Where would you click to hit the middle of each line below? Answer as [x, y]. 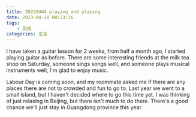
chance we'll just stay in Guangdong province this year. [74, 107]
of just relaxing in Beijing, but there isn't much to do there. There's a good [97, 101]
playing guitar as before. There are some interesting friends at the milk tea [98, 58]
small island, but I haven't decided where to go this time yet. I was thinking [98, 95]
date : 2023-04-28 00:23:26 [40, 17]
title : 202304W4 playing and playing [53, 12]
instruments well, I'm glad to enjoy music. [58, 70]
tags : [13, 23]
